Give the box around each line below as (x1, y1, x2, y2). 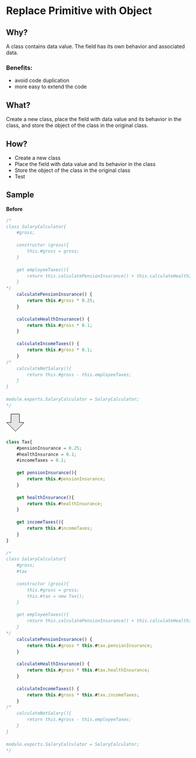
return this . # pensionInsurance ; (27, 476, 106, 482)
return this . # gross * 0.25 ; (27, 298, 95, 304)
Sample (6, 190, 34, 200)
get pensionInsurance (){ (16, 470, 77, 476)
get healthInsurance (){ (16, 494, 75, 501)
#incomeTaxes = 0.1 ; (16, 457, 66, 463)
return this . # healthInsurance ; (27, 501, 103, 507)
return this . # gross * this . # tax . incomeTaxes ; (27, 692, 140, 698)
